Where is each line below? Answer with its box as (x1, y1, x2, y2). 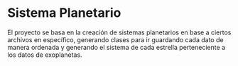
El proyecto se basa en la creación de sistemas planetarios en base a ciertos (7, 28, 232, 37)
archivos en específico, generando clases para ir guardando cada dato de (7, 35, 224, 44)
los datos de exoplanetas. (7, 51, 83, 59)
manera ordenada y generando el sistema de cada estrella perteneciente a (7, 43, 226, 51)
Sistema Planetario (7, 5, 121, 21)
